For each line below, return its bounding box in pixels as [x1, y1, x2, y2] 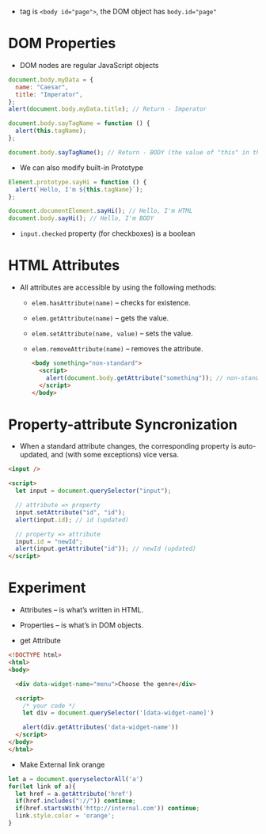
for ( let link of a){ [8, 783, 77, 790]
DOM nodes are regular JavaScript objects [19, 60, 159, 70]
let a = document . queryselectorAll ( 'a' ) [8, 775, 144, 783]
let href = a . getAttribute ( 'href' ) [15, 790, 133, 798]
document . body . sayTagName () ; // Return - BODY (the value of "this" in [8, 148, 249, 157]
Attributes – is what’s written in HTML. [19, 605, 144, 615]
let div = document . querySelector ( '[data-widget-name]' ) [22, 709, 215, 717]
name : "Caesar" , [15, 83, 69, 91]
